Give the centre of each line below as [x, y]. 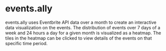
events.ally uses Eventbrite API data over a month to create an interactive [81, 22]
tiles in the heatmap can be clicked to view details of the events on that [78, 38]
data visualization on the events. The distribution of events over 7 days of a [83, 27]
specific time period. [26, 43]
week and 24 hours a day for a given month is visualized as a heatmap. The [83, 33]
